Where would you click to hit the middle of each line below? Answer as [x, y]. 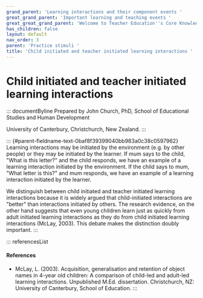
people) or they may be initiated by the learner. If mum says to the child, [96, 154]
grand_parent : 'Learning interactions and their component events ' [94, 12]
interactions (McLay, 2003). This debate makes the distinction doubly [93, 223]
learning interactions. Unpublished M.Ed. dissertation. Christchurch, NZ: [105, 282]
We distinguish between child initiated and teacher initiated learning [91, 191]
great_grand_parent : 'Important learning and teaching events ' [89, 18]
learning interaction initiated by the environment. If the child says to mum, [98, 167]
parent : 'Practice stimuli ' [43, 46]
